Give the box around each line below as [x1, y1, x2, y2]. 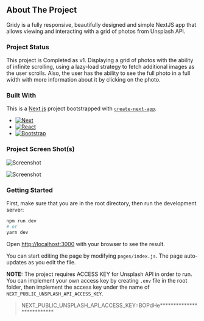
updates [6, 258, 27, 266]
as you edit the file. [28, 258, 76, 266]
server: [6, 206, 24, 213]
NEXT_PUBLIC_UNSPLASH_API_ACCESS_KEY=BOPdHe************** [21, 302, 198, 309]
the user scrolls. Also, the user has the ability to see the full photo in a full [6, 69, 191, 77]
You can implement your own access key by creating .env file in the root [6, 277, 188, 284]
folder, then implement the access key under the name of [6, 283, 150, 291]
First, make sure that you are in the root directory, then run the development [6, 200, 197, 206]
